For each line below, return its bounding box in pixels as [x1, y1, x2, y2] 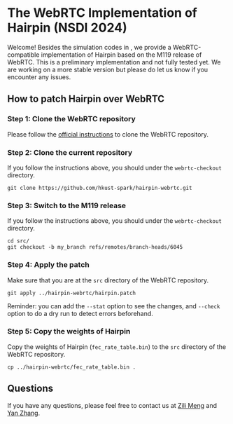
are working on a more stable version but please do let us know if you [7, 65, 209, 74]
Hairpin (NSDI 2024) [7, 20, 127, 36]
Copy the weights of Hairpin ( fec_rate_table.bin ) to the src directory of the [7, 342, 226, 351]
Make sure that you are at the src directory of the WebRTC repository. [7, 275, 209, 285]
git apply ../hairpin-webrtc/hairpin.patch [7, 289, 136, 296]
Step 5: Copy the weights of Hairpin [7, 327, 131, 336]
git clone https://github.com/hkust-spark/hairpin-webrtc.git [7, 184, 192, 191]
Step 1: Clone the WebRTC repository [7, 114, 136, 124]
